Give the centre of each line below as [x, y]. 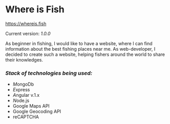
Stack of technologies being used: [49, 73]
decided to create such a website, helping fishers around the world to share [85, 54]
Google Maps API [31, 106]
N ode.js [21, 100]
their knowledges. [24, 59]
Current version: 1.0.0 [28, 33]
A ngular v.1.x [26, 95]
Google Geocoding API [37, 112]
